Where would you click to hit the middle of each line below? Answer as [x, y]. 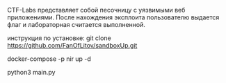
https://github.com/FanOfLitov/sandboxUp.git [72, 45]
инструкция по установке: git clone [59, 38]
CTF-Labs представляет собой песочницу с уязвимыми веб [96, 10]
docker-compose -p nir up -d [49, 59]
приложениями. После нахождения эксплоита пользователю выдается [113, 17]
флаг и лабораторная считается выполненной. [76, 25]
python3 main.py [31, 72]
